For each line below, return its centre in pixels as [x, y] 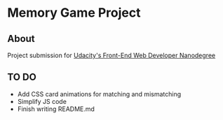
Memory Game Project [74, 13]
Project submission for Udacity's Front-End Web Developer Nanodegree [111, 55]
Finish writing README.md [56, 109]
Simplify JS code [42, 101]
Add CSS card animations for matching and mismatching [99, 94]
